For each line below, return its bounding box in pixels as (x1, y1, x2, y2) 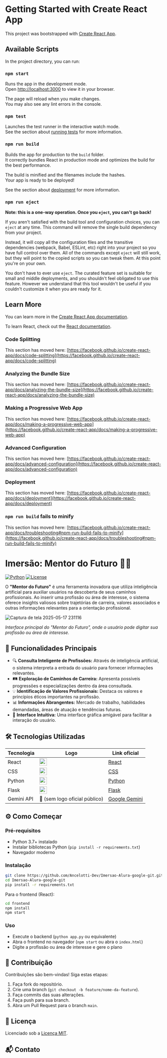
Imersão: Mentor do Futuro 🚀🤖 (5, 558, 132, 569)
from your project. (5, 229, 42, 235)
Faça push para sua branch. (12, 997, 70, 1003)
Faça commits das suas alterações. (12, 992, 85, 998)
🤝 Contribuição (5, 959, 53, 967)
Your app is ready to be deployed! (5, 177, 75, 183)
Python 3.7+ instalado (12, 839, 58, 845)
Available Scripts (5, 45, 59, 53)
